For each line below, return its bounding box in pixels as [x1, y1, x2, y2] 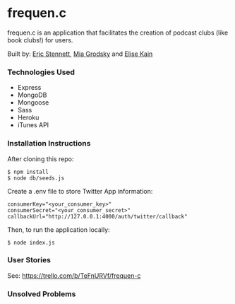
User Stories [7, 255, 52, 265]
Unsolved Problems [7, 288, 76, 298]
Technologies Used [7, 67, 76, 77]
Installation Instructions [7, 139, 91, 148]
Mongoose [17, 98, 49, 107]
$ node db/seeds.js [7, 175, 65, 182]
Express [17, 83, 42, 92]
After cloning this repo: [7, 154, 74, 163]
